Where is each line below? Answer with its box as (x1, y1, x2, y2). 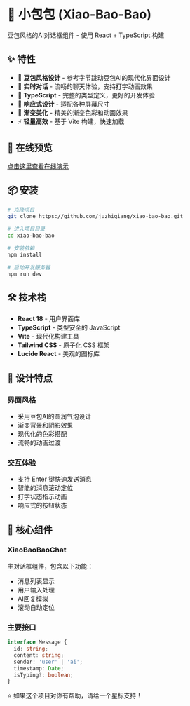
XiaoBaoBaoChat (7, 545, 67, 555)
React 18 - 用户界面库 (17, 315, 81, 323)
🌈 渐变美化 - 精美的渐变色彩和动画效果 (17, 108, 128, 116)
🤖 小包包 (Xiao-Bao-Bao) (7, 6, 152, 22)
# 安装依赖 (7, 245, 35, 252)
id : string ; (13, 646, 49, 653)
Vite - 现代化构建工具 (17, 332, 79, 341)
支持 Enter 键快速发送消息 (17, 475, 93, 484)
